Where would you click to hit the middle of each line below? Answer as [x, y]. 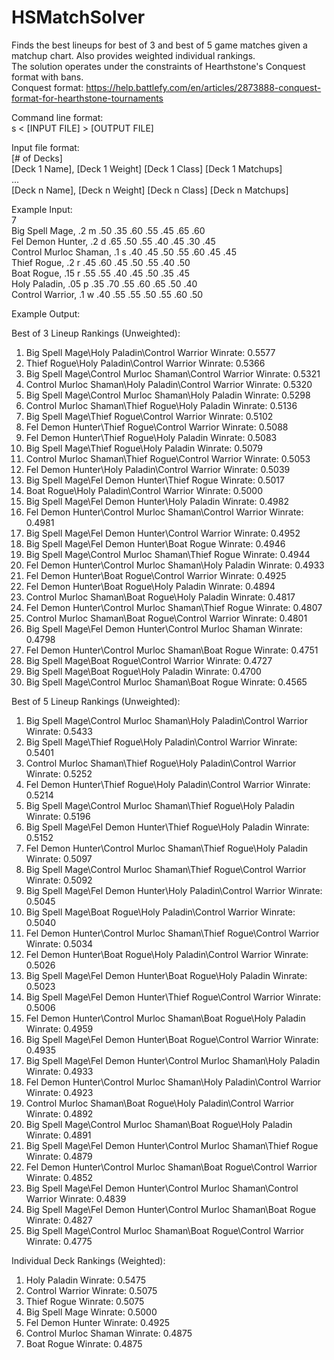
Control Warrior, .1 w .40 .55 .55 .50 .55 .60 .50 [107, 294]
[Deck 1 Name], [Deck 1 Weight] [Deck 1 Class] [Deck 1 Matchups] [147, 168]
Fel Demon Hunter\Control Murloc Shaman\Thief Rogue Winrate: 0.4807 [174, 607]
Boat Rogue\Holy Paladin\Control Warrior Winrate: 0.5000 [144, 490]
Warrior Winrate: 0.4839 [76, 1198]
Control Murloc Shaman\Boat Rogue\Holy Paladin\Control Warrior [159, 1103]
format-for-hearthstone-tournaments [87, 98]
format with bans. [47, 77]
